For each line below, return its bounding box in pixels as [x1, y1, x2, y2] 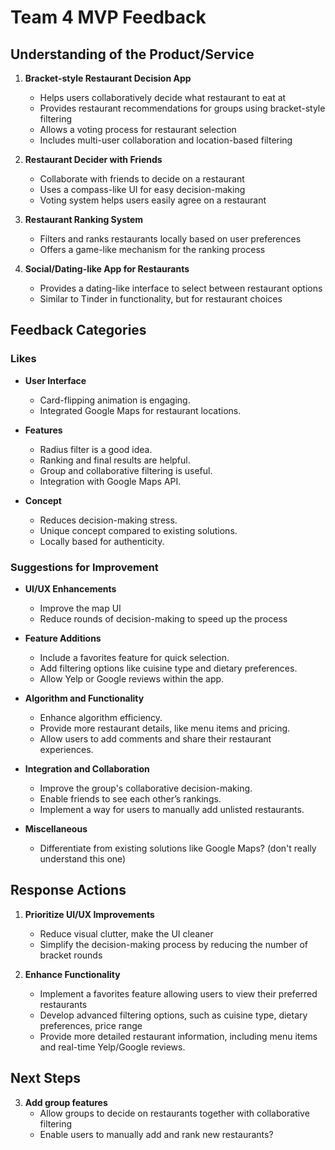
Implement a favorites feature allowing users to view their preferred [39, 987, 318, 1000]
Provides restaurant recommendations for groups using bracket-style [39, 102, 326, 114]
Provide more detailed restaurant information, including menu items [39, 1030, 318, 1042]
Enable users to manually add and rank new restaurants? [39, 1128, 274, 1140]
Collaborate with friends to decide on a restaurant [39, 173, 245, 185]
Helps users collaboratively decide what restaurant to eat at [39, 92, 287, 103]
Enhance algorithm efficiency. [39, 711, 163, 723]
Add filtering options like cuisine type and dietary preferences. [39, 662, 298, 674]
